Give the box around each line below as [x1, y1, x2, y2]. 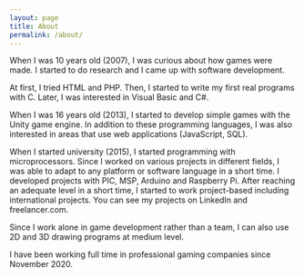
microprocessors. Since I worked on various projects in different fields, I [9, 156, 279, 167]
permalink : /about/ [9, 30, 84, 39]
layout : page [9, 13, 59, 23]
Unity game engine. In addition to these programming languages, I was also [9, 119, 293, 130]
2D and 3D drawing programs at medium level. [9, 232, 185, 242]
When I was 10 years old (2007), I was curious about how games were [9, 55, 273, 66]
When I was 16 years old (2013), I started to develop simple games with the [9, 110, 291, 121]
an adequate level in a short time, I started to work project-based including [9, 185, 289, 196]
